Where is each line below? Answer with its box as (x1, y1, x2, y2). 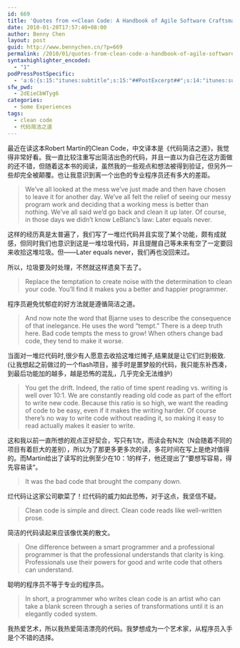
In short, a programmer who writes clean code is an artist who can (24, 594, 221, 603)
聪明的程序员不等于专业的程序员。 (7, 579, 108, 589)
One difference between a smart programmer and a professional (24, 542, 215, 551)
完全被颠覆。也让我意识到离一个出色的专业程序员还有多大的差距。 (19, 171, 214, 179)
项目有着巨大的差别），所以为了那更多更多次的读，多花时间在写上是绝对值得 (7, 445, 230, 453)
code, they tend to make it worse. (24, 336, 124, 345)
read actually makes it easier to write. (24, 421, 136, 430)
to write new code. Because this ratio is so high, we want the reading (24, 398, 229, 407)
